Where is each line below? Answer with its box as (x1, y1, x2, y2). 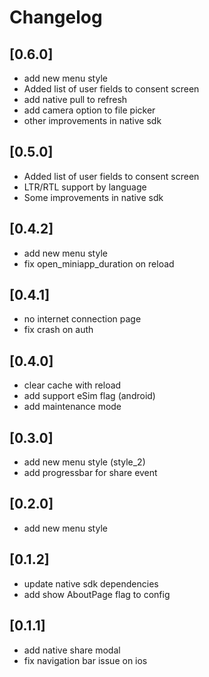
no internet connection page (23, 313, 142, 325)
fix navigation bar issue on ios (23, 654, 148, 666)
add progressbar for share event (23, 467, 158, 479)
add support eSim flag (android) (23, 390, 156, 402)
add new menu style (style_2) (23, 456, 146, 468)
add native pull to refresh (23, 94, 128, 105)
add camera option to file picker (23, 104, 156, 116)
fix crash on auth (23, 324, 94, 336)
